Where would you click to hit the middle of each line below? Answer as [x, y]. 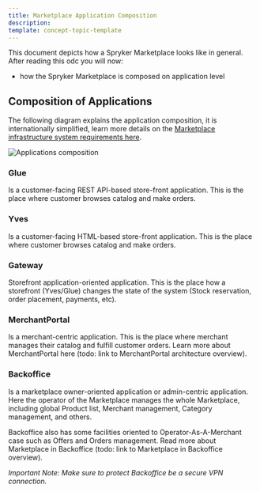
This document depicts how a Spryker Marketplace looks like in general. [126, 53]
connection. [28, 481]
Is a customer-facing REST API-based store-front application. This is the [126, 190]
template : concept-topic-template [65, 30]
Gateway [26, 265]
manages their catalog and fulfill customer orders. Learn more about [119, 346]
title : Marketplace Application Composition [83, 15]
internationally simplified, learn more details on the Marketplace [112, 129]
